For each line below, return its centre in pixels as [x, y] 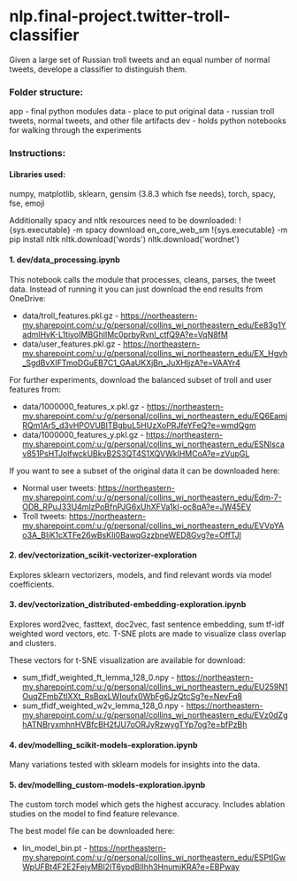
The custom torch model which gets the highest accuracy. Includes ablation [147, 805]
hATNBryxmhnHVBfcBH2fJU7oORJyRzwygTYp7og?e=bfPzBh [134, 724]
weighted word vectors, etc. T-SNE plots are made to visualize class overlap [148, 633]
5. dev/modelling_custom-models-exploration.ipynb [107, 784]
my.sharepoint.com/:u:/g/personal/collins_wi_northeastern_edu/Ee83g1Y [154, 324]
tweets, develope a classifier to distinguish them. [98, 69]
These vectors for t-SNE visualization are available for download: [127, 660]
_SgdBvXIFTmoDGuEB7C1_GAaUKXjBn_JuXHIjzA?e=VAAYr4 [131, 363]
